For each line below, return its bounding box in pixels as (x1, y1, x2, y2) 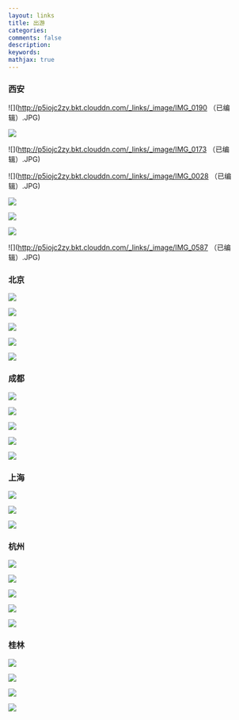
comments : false (8, 33, 62, 42)
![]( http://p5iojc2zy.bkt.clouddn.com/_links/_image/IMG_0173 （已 (8, 144, 223, 155)
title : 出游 (8, 19, 45, 27)
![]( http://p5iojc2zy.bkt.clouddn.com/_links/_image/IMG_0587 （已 (8, 243, 224, 252)
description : (8, 41, 51, 49)
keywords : (8, 48, 41, 56)
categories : (8, 26, 47, 34)
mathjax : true (8, 56, 55, 64)
